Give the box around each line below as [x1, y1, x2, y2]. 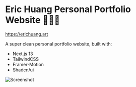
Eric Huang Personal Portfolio [5, 4, 131, 15]
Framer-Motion [12, 61, 44, 67]
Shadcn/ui [12, 67, 34, 73]
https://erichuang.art [5, 31, 48, 37]
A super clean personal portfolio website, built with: [5, 40, 112, 47]
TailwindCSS [12, 56, 39, 62]
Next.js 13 [12, 51, 33, 57]
